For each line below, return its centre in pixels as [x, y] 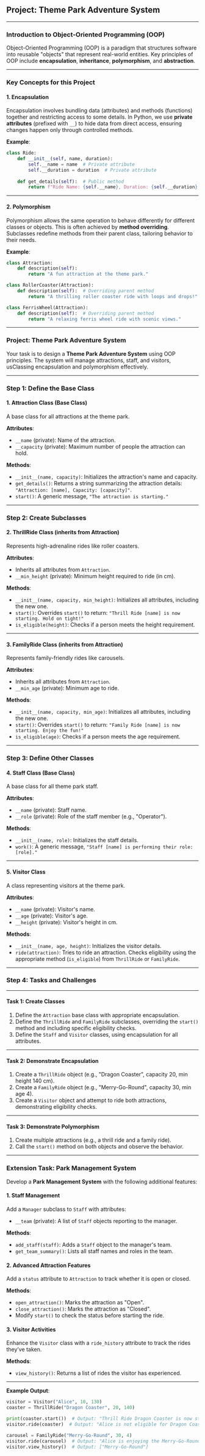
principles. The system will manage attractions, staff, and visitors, [89, 360]
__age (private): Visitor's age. [52, 916]
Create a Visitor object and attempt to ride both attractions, [91, 1100]
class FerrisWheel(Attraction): [47, 307]
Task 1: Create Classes [36, 1001]
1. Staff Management [33, 1196]
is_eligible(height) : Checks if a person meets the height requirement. [105, 624]
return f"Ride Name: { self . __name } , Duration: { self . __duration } [113, 187]
